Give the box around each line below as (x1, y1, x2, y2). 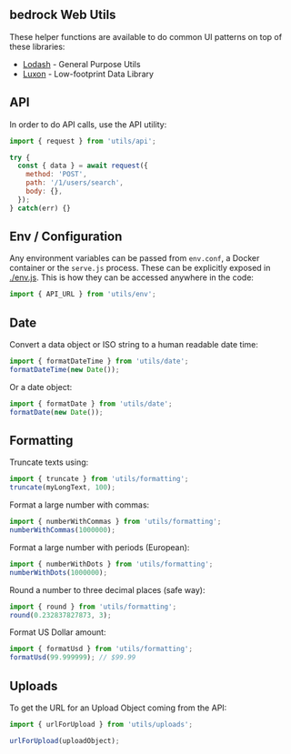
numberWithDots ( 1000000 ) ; (9, 568, 107, 577)
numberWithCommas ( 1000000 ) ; (9, 526, 116, 535)
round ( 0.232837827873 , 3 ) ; (9, 610, 112, 619)
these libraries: (9, 41, 65, 52)
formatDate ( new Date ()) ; (9, 407, 104, 417)
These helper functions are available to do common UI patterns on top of (9, 31, 283, 42)
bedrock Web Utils (9, 7, 116, 23)
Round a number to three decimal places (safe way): (9, 584, 206, 595)
